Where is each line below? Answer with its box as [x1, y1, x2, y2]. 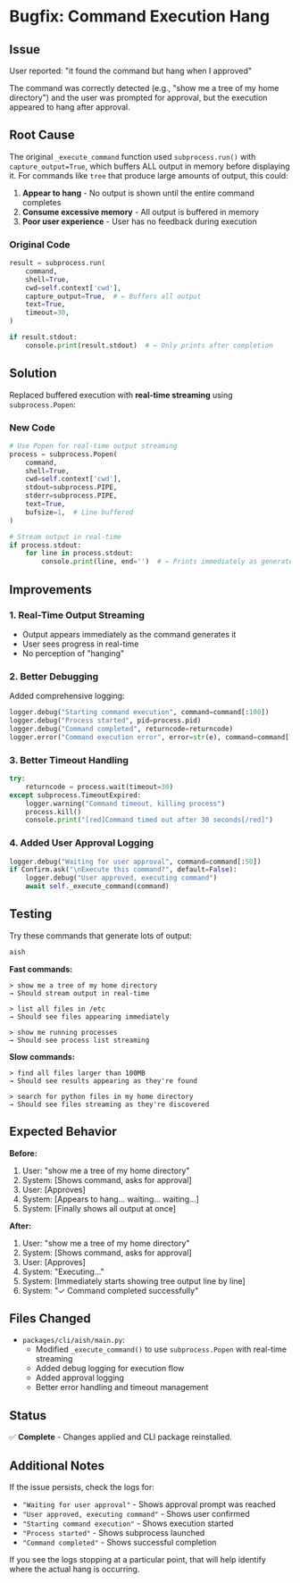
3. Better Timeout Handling [9, 754, 129, 766]
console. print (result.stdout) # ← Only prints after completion [25, 341, 274, 350]
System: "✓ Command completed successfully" [21, 1285, 199, 1296]
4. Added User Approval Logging [9, 837, 154, 849]
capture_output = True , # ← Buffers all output [25, 292, 202, 301]
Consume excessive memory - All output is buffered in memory [21, 206, 260, 217]
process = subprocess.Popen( [9, 449, 118, 459]
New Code [9, 421, 55, 434]
